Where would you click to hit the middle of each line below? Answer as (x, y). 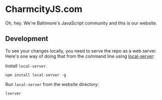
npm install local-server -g (36, 75)
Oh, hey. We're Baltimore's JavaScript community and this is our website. (81, 23)
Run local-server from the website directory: (52, 84)
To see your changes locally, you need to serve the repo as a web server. (81, 50)
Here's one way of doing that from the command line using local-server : (80, 56)
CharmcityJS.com (44, 9)
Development (27, 39)
